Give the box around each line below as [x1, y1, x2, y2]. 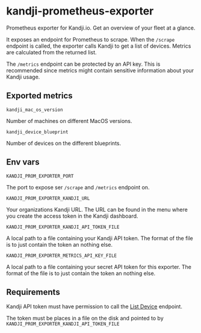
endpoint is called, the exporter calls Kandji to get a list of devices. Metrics [6, 42, 191, 49]
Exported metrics [6, 90, 73, 101]
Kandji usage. [6, 73, 40, 80]
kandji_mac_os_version [6, 107, 63, 113]
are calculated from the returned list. [6, 48, 97, 55]
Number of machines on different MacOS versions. [6, 117, 132, 124]
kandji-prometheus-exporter [6, 4, 154, 18]
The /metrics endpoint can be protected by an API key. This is [6, 60, 161, 68]
